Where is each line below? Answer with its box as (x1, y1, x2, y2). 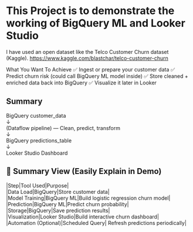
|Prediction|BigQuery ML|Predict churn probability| (6, 200, 129, 207)
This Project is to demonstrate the (6, 4, 175, 18)
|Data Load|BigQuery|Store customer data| (6, 188, 110, 195)
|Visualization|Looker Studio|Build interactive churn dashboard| (6, 213, 160, 220)
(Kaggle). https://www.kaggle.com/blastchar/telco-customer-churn (6, 54, 168, 62)
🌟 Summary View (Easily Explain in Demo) (6, 166, 162, 176)
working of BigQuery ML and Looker (6, 16, 186, 30)
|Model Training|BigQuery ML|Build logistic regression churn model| (6, 195, 171, 202)
